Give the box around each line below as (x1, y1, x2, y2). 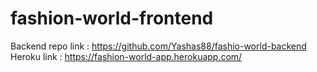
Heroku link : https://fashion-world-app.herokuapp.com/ (10, 50, 243, 62)
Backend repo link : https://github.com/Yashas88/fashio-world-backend (10, 40, 307, 52)
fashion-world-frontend (10, 7, 214, 30)
